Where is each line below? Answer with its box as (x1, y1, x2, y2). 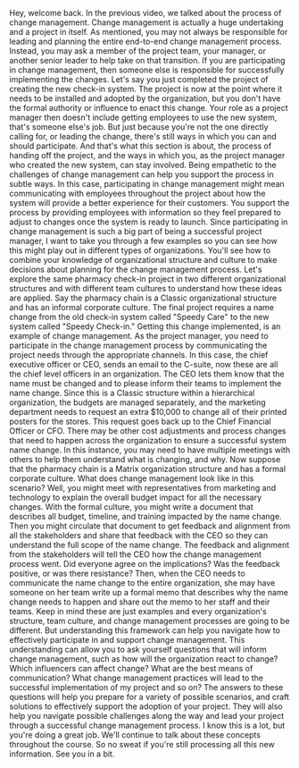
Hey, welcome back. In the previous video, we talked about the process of (9, 8, 282, 18)
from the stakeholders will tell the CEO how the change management (9, 549, 262, 560)
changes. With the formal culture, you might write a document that (9, 502, 254, 512)
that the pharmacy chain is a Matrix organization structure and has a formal (9, 464, 287, 474)
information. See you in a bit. (9, 748, 115, 759)
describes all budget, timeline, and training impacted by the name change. (9, 511, 283, 521)
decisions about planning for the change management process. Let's (9, 264, 262, 274)
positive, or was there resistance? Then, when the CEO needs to (9, 568, 245, 578)
